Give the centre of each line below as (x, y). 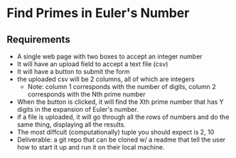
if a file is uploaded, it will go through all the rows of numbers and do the (123, 117)
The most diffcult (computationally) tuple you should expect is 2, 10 (116, 132)
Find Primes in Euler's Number (98, 13)
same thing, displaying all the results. (71, 125)
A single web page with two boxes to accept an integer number (110, 56)
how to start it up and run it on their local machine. (91, 147)
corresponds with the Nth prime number (86, 94)
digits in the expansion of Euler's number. (78, 109)
